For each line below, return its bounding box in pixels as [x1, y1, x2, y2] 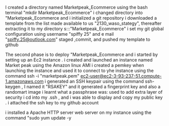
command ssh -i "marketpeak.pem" [5, 73, 80, 79]
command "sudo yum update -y [5, 115, 72, 120]
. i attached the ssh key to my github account [5, 100, 99, 105]
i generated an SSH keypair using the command [44, 78, 144, 84]
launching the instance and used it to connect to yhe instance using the [5, 68, 154, 74]
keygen [5, 84, 21, 90]
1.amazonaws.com [5, 78, 44, 84]
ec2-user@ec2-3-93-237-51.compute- [80, 73, 162, 79]
